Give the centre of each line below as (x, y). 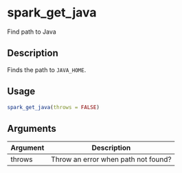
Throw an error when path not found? (111, 159)
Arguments (32, 128)
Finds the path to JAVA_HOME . (47, 69)
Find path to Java (32, 32)
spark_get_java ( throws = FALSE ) (53, 107)
